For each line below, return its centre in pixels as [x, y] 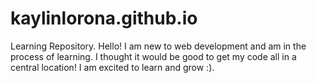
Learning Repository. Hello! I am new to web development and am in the [158, 46]
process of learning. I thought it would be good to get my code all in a [153, 56]
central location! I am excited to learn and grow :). [112, 67]
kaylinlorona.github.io [104, 18]
